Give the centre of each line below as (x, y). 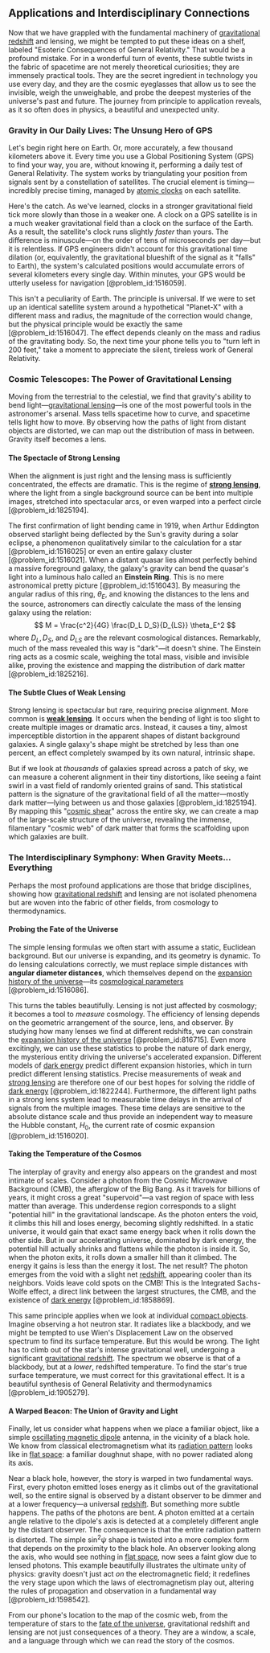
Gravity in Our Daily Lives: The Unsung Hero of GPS (110, 130)
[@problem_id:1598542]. (49, 1599)
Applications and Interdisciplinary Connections (129, 13)
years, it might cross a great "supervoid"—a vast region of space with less (131, 1197)
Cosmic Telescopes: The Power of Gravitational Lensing (120, 379)
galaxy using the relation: (50, 613)
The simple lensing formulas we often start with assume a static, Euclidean (132, 947)
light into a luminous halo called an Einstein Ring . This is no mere (116, 576)
